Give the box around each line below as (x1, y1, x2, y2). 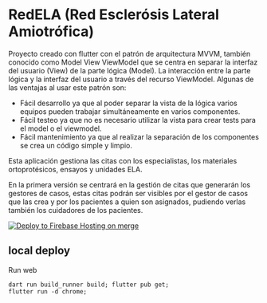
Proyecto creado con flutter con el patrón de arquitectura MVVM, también (8, 49, 251, 58)
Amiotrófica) (8, 22, 94, 41)
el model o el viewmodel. (19, 124, 102, 133)
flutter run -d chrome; (8, 287, 88, 296)
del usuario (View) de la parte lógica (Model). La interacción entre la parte (8, 65, 251, 75)
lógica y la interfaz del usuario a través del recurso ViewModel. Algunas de (8, 74, 254, 84)
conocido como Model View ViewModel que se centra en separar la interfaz (8, 57, 258, 67)
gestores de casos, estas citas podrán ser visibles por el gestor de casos (8, 188, 249, 198)
